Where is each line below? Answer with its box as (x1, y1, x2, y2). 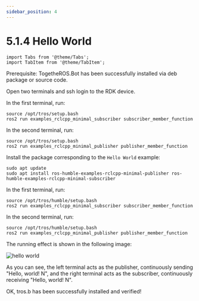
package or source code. (6, 76, 68, 83)
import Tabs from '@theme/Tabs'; (6, 54, 89, 60)
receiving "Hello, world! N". (6, 276, 73, 283)
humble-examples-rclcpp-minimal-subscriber (6, 175, 116, 182)
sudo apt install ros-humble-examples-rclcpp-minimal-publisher (6, 170, 169, 176)
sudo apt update (6, 165, 46, 171)
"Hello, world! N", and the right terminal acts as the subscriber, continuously (6, 269, 193, 277)
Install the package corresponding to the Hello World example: (6, 153, 161, 161)
